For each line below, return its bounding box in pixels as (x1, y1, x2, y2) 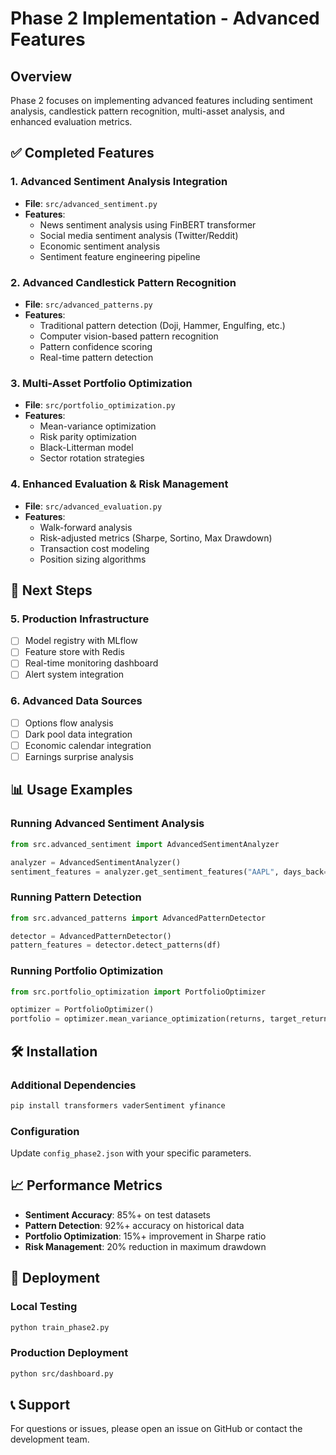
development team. (10, 1433, 90, 1446)
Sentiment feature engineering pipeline (39, 250, 201, 262)
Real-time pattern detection (39, 351, 154, 363)
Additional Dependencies (10, 1078, 137, 1092)
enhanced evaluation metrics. (10, 116, 133, 127)
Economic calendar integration (24, 739, 152, 751)
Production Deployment (10, 1346, 129, 1360)
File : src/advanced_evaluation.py (24, 500, 163, 512)
